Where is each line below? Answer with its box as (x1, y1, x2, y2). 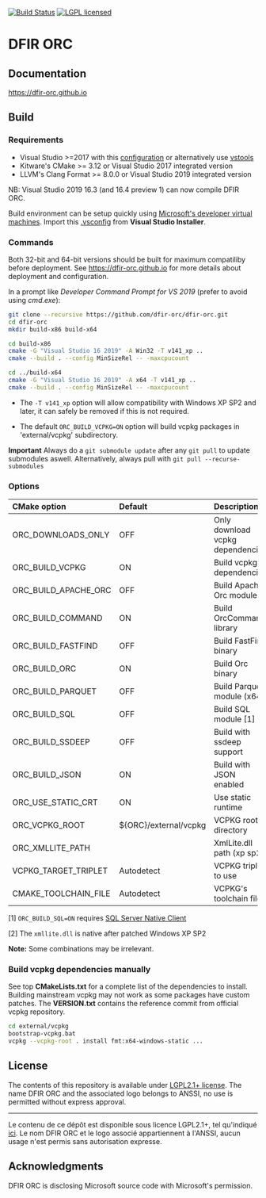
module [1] (213, 714, 256, 725)
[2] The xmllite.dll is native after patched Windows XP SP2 (8, 928, 207, 939)
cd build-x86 (8, 339, 51, 348)
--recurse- (204, 455, 241, 463)
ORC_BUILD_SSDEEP (12, 737, 90, 748)
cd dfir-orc (8, 318, 47, 326)
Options (8, 480, 40, 492)
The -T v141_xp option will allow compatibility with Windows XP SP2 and (19, 397, 256, 408)
